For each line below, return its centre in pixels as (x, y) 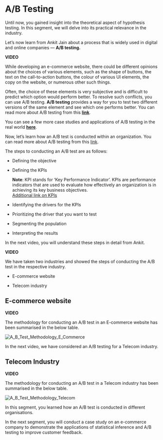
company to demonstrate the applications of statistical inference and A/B (78, 427)
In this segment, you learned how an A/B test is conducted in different (75, 407)
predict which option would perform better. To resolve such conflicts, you (79, 97)
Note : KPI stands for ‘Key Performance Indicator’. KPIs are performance (84, 179)
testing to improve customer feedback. (44, 432)
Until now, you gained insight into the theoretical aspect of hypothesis (75, 22)
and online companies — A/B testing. (43, 47)
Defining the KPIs (29, 170)
